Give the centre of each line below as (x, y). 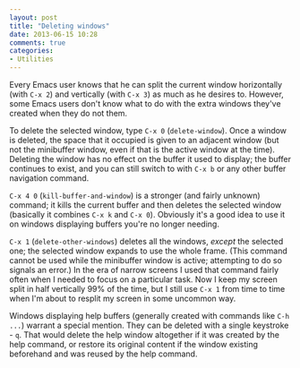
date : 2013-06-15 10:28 (54, 34)
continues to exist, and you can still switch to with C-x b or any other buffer (148, 168)
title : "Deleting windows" (60, 26)
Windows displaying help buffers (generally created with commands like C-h (149, 316)
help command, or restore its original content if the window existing (133, 344)
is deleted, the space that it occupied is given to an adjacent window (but (144, 140)
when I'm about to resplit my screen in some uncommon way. (123, 298)
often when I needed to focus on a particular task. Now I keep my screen (143, 279)
